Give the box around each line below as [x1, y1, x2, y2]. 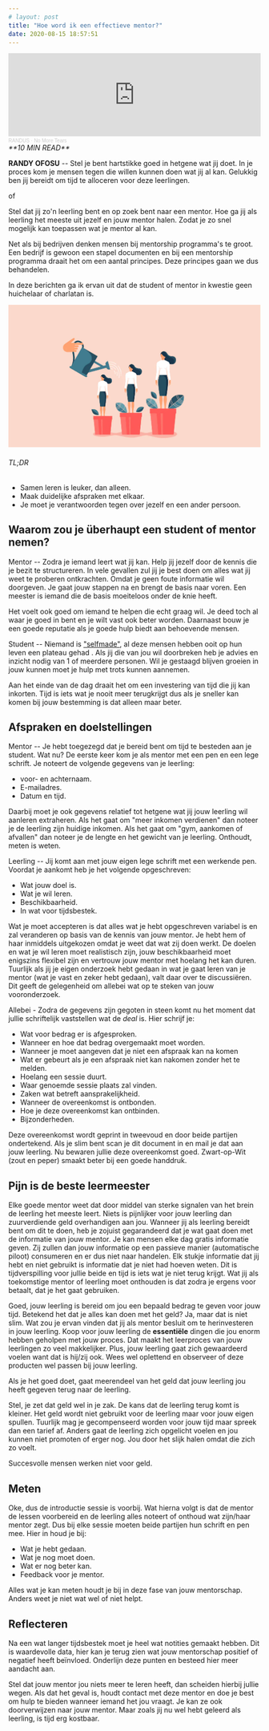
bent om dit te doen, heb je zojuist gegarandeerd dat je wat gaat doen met [8, 1226, 254, 1235]
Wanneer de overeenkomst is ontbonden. [19, 1097, 157, 1107]
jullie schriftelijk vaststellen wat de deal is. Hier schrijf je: [8, 1014, 195, 1024]
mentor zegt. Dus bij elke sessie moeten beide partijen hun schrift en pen [8, 1520, 250, 1530]
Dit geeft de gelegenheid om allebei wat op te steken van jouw [8, 981, 215, 991]
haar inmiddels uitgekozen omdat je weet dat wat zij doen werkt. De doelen [8, 938, 256, 948]
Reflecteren [8, 1617, 68, 1631]
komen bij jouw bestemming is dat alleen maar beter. [8, 697, 183, 707]
